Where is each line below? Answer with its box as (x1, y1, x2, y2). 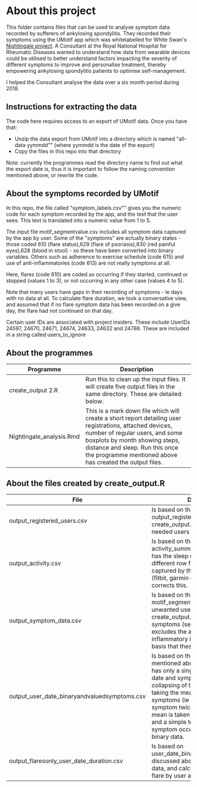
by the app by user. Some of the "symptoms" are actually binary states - (6, 234, 181, 242)
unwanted (151, 605, 179, 614)
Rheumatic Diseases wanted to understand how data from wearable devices (6, 48, 191, 55)
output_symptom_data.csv (9, 617, 82, 625)
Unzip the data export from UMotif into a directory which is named (14, 135, 175, 142)
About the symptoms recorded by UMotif (6, 189, 159, 199)
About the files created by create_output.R (6, 478, 165, 488)
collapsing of (151, 681, 188, 689)
